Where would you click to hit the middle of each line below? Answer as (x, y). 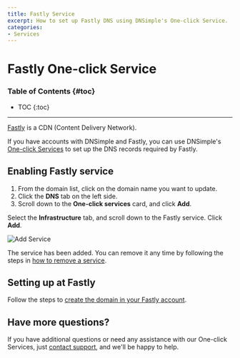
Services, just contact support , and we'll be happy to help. (93, 347)
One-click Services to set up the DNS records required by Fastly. (102, 149)
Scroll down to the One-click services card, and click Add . (105, 203)
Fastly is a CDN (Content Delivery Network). (72, 127)
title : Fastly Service (41, 14)
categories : (25, 27)
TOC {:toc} (34, 107)
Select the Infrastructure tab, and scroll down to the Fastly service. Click (115, 218)
